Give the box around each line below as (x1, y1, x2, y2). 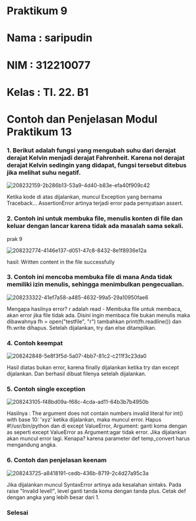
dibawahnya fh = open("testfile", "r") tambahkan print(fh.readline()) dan (7, 318, 182, 325)
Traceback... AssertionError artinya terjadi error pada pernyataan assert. (7, 200, 183, 207)
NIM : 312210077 (7, 58, 91, 72)
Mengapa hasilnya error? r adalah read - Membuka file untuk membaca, (7, 305, 182, 312)
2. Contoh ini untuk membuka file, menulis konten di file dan (7, 214, 183, 223)
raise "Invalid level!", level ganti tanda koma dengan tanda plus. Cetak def (7, 487, 186, 494)
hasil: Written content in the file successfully (7, 258, 115, 265)
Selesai (7, 508, 28, 516)
